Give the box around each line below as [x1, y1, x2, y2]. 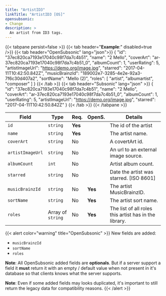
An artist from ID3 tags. [9, 30, 63, 35]
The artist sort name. [109, 197, 158, 204]
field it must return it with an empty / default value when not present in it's [5, 265, 157, 271]
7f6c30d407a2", [5, 75, 39, 81]
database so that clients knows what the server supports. [5, 271, 122, 276]
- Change [5, 21, 23, 26]
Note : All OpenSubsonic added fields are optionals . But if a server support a [5, 260, 161, 266]
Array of [47, 209, 67, 216]
